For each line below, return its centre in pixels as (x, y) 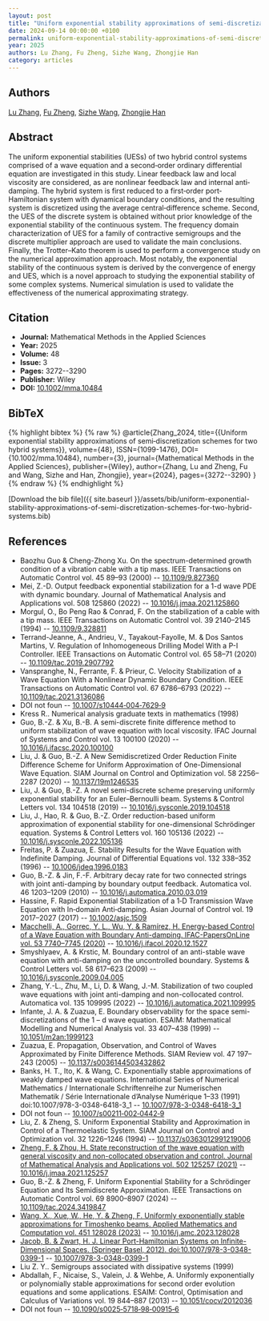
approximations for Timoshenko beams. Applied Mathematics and (128, 1224)
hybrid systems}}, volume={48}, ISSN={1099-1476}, (94, 450)
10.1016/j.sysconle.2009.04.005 (72, 977)
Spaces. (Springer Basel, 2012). (115, 1249)
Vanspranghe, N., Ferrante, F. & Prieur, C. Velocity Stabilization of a (130, 671)
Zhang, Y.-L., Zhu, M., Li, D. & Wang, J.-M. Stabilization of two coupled (137, 986)
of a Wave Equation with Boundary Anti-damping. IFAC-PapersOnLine (135, 934)
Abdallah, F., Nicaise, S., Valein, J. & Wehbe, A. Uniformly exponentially (137, 1275)
